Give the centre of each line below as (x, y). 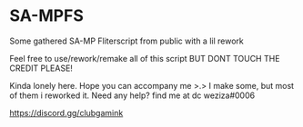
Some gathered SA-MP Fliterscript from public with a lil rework (126, 41)
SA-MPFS (46, 16)
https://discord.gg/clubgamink (66, 112)
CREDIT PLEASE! (41, 68)
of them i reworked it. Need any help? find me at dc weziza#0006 (132, 95)
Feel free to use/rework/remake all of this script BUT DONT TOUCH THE (145, 58)
